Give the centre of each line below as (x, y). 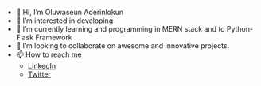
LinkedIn (42, 66)
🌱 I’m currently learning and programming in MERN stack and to (120, 29)
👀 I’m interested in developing (64, 21)
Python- (240, 29)
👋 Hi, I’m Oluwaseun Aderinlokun (70, 12)
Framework (54, 37)
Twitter (39, 74)
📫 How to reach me (49, 54)
